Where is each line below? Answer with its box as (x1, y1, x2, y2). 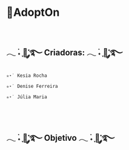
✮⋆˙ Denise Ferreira (6, 83, 59, 89)
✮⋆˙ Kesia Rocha (6, 73, 47, 79)
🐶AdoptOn (6, 5, 60, 20)
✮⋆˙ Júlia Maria (6, 94, 47, 100)
